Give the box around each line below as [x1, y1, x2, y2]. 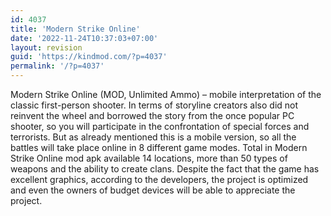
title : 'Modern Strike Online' [10, 24, 141, 34]
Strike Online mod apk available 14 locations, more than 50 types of [10, 152, 288, 164]
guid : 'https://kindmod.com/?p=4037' [10, 52, 168, 62]
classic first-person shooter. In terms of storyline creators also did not [10, 99, 299, 111]
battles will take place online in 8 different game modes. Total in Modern [10, 142, 308, 153]
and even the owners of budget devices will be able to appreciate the [10, 184, 296, 196]
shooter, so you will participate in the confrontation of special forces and [10, 121, 310, 132]
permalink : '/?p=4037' [10, 61, 105, 71]
